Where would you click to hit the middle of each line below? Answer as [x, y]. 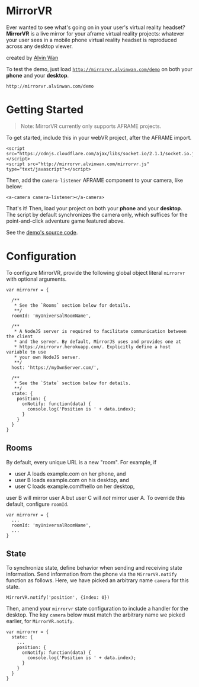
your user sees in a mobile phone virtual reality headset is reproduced [92, 40]
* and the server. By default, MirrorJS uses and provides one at [98, 342]
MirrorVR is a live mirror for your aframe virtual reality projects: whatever [95, 33]
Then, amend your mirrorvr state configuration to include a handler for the [97, 609]
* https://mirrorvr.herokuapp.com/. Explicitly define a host [92, 347]
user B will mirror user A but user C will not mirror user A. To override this [96, 497]
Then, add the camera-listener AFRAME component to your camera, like [95, 180]
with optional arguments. [36, 279]
